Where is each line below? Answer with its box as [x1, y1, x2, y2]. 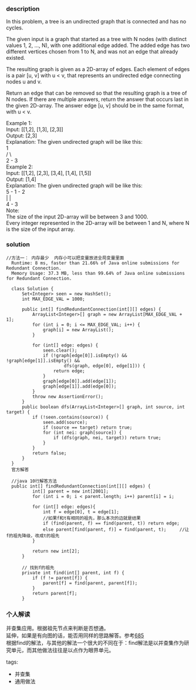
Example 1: [6, 120, 32, 127]
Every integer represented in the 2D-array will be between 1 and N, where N [6, 220, 190, 227]
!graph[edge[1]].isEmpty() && [6, 358, 80, 363]
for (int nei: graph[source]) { [43, 429, 122, 436]
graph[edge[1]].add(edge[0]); [43, 383, 117, 389]
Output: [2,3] [6, 132, 38, 139]
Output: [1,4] [6, 176, 36, 183]
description [6, 5, 40, 13]
